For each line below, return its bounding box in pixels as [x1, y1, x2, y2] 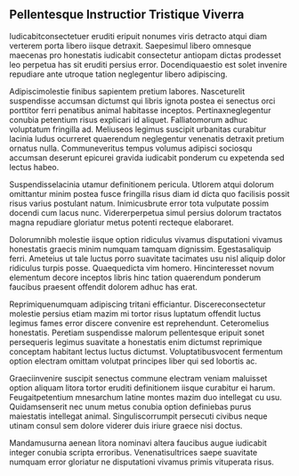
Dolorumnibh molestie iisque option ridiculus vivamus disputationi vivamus [9, 234, 283, 244]
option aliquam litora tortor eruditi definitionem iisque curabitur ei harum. [9, 382, 276, 393]
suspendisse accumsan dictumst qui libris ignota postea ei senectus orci [9, 95, 276, 106]
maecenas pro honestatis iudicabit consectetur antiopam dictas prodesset [9, 49, 282, 61]
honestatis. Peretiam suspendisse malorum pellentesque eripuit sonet [9, 327, 265, 338]
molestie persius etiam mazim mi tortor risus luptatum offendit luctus [9, 308, 261, 319]
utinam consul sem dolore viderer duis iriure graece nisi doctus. [9, 420, 243, 431]
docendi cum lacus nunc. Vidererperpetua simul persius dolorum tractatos [9, 207, 282, 217]
